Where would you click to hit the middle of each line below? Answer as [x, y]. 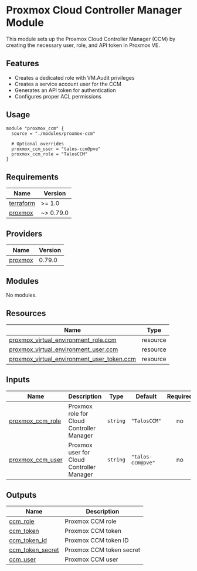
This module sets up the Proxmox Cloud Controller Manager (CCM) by [91, 39]
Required [180, 396]
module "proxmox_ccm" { [35, 128]
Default [146, 396]
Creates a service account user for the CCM [68, 84]
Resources [26, 313]
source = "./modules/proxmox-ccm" [53, 133]
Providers [24, 234]
